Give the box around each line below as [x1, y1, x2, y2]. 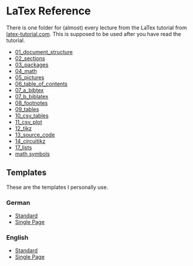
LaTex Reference [6, 4, 91, 18]
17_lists [14, 144, 32, 151]
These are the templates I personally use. [6, 183, 108, 191]
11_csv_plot [14, 118, 43, 125]
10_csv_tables [14, 112, 49, 119]
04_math [14, 67, 37, 74]
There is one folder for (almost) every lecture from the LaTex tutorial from [6, 24, 188, 31]
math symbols [14, 150, 50, 157]
